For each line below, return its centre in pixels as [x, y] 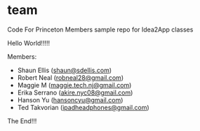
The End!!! [22, 120]
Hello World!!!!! [29, 43]
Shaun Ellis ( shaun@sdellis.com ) [65, 70]
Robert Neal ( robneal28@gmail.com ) [71, 77]
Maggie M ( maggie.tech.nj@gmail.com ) [74, 85]
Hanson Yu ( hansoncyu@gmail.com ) [70, 99]
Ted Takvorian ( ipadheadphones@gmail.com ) [83, 107]
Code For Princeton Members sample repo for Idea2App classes [100, 29]
